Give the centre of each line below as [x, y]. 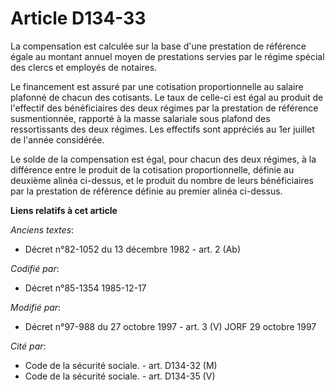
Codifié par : [35, 268]
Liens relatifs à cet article [64, 210]
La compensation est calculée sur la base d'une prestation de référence [158, 46]
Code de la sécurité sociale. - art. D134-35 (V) [120, 376]
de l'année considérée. [57, 139]
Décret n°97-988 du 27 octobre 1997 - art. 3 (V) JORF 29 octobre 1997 [170, 326]
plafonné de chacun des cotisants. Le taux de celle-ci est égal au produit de [167, 97]
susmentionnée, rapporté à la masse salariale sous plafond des [140, 118]
